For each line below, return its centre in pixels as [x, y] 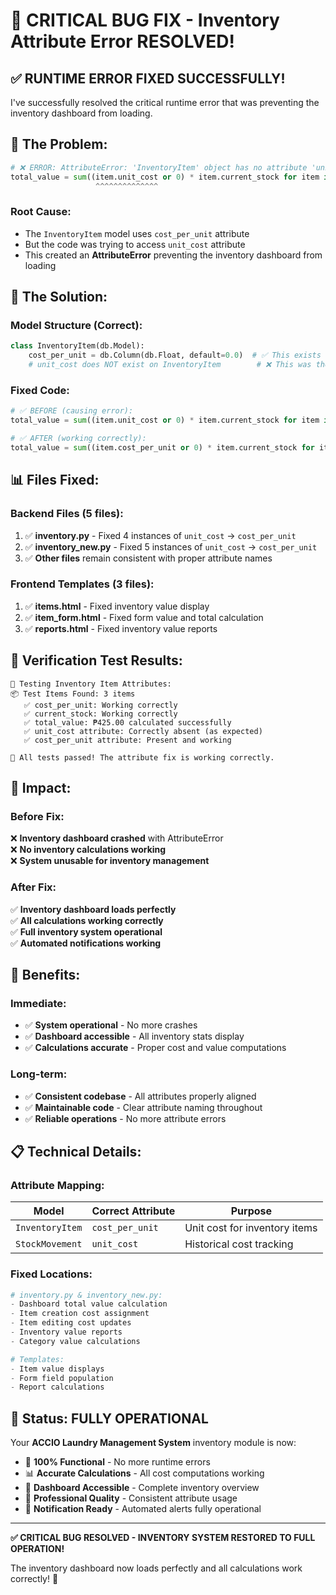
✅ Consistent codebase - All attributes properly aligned [140, 1096]
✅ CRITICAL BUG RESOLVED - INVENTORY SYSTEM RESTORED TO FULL [163, 1538]
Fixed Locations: [51, 1274]
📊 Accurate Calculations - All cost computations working [144, 1473]
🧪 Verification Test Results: [96, 660]
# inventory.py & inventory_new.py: [86, 1295]
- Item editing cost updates [71, 1323]
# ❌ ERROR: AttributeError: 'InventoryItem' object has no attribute [159, 167]
